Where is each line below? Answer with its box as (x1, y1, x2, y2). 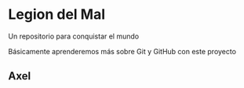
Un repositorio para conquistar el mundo (8, 31, 140, 41)
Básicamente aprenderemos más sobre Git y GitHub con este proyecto (8, 46, 237, 56)
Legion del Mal (8, 5, 106, 24)
